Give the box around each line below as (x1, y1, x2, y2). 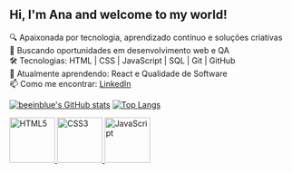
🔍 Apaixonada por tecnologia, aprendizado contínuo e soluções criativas (9, 32, 283, 43)
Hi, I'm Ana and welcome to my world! (9, 7, 229, 23)
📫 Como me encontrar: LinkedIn (9, 78, 131, 89)
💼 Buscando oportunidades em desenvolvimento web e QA (9, 44, 229, 55)
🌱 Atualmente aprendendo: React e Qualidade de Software (9, 68, 229, 79)
